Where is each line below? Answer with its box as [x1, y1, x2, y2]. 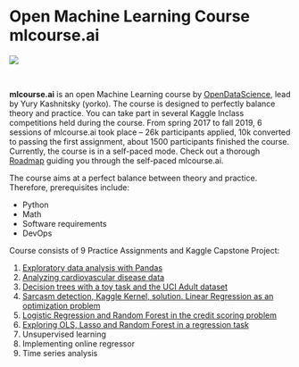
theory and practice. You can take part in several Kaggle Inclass [9, 107, 245, 118]
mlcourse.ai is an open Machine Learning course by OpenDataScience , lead [9, 88, 292, 99]
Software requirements [21, 218, 107, 229]
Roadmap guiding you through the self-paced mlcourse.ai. [9, 154, 224, 166]
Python [21, 199, 49, 210]
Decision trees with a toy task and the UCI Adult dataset [21, 281, 228, 292]
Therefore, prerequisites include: [9, 181, 130, 193]
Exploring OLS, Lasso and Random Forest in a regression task [21, 319, 250, 329]
